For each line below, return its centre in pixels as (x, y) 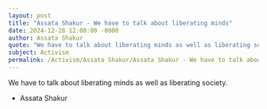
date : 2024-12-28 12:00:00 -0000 (64, 30)
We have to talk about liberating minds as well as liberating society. (118, 82)
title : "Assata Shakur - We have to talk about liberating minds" (120, 23)
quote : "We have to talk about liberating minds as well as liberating (129, 45)
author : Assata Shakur (46, 38)
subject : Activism (39, 53)
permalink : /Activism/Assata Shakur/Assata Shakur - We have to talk (126, 60)
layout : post (30, 16)
